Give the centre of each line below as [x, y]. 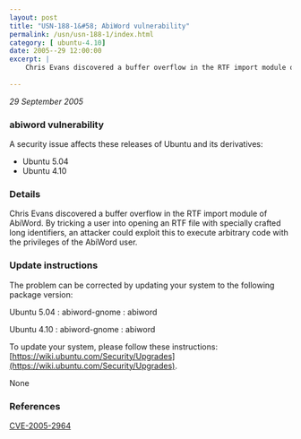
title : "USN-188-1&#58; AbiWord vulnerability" [100, 26]
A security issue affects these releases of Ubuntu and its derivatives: [136, 144]
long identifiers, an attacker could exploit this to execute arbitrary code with [149, 233]
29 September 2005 [46, 101]
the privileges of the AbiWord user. [73, 242]
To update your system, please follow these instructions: [113, 347]
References [35, 406]
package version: [41, 294]
